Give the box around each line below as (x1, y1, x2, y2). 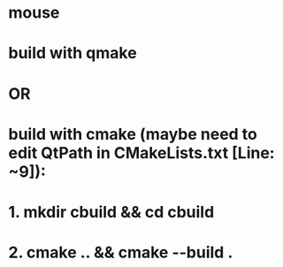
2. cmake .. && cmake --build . (8, 242, 233, 263)
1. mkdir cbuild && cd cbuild (8, 202, 215, 222)
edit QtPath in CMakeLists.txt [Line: (8, 142, 275, 163)
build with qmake (8, 43, 138, 64)
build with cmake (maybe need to (8, 124, 258, 144)
